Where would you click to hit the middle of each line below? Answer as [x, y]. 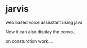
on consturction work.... [29, 41]
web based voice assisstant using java [44, 22]
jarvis [17, 9]
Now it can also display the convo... [41, 32]
